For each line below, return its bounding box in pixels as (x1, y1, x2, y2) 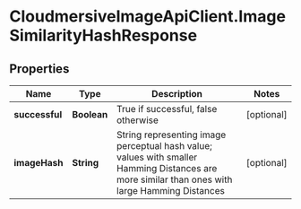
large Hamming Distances (116, 185, 226, 196)
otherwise (116, 114, 159, 126)
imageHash (13, 157, 64, 169)
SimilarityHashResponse (9, 25, 198, 46)
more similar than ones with (116, 173, 233, 186)
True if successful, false (116, 103, 218, 115)
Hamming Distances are (116, 162, 218, 174)
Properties (9, 61, 70, 76)
